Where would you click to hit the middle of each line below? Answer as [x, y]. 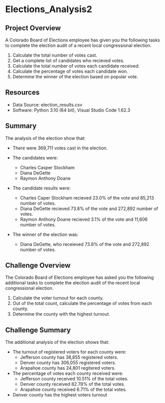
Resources [22, 93]
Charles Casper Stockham [47, 167]
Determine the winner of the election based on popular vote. [75, 77]
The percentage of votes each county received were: [68, 373]
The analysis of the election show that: [45, 138]
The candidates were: [35, 158]
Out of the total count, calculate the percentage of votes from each [82, 304]
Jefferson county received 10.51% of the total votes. [74, 379]
